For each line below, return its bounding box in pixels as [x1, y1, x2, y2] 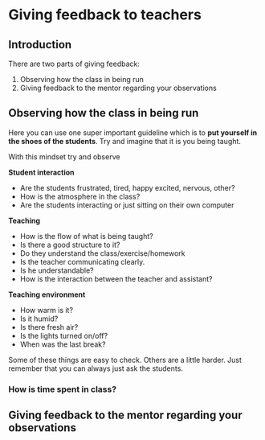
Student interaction [8, 167, 75, 177]
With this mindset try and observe [8, 151, 120, 162]
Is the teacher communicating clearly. [19, 257, 145, 266]
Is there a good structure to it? [19, 240, 120, 249]
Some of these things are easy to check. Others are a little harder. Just [8, 355, 243, 364]
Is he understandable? [19, 265, 94, 275]
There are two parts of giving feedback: [8, 59, 141, 68]
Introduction [8, 38, 72, 51]
